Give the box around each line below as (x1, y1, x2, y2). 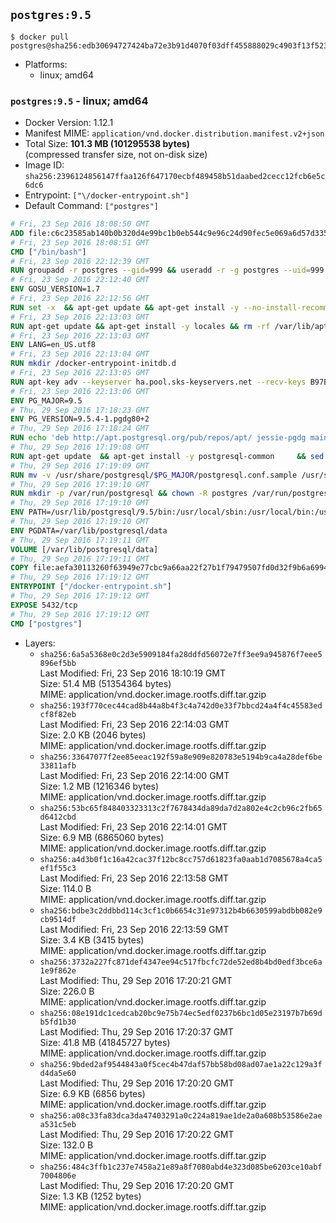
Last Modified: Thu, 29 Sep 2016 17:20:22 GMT (39, 1128, 235, 1140)
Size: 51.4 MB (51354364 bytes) (39, 677, 172, 689)
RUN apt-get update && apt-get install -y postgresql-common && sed (10, 451, 325, 461)
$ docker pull (10, 32, 70, 42)
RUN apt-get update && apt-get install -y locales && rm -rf (10, 321, 271, 331)
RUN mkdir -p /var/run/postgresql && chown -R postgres (10, 489, 248, 499)
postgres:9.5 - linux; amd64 (10, 94, 149, 108)
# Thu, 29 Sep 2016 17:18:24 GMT (10, 424, 150, 434)
